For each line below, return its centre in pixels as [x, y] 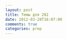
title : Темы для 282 [27, 15]
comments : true [21, 24]
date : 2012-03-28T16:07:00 [34, 19]
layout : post [19, 10]
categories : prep [24, 29]
